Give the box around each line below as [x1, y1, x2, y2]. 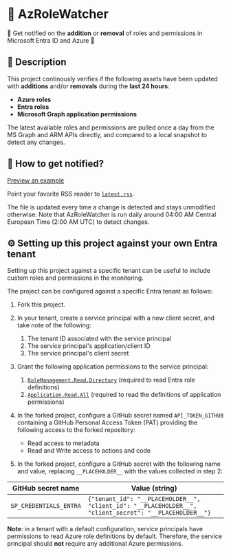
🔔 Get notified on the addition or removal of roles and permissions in [7, 29, 203, 37]
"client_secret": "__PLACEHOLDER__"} [87, 509, 212, 517]
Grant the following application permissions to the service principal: [16, 362, 209, 371]
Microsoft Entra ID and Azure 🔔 [7, 36, 95, 44]
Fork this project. [16, 300, 65, 309]
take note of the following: [16, 321, 91, 329]
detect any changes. [7, 138, 65, 146]
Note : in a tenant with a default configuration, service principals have [7, 525, 203, 533]
